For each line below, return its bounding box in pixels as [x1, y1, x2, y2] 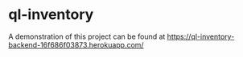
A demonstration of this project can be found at [8, 32, 166, 41]
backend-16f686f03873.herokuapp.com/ [8, 40, 144, 49]
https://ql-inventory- [167, 32, 235, 41]
